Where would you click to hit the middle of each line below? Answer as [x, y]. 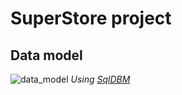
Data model [46, 55]
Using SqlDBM [100, 79]
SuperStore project [91, 18]
